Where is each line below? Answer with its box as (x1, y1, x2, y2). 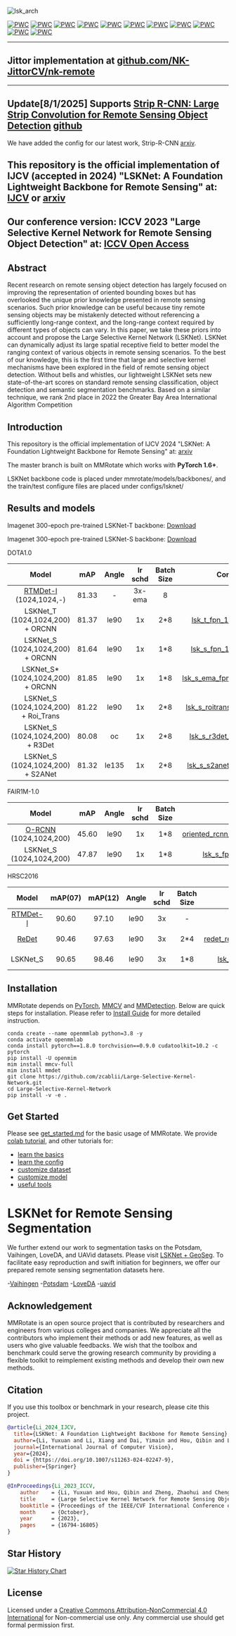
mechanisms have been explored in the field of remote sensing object (7, 363, 209, 371)
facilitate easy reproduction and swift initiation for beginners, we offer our (7, 1258, 221, 1267)
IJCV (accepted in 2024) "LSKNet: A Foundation (7, 170, 223, 183)
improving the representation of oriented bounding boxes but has (7, 288, 197, 297)
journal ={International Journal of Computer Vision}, (13, 1444, 174, 1451)
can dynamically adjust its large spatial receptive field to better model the (7, 340, 220, 349)
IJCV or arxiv (7, 192, 66, 204)
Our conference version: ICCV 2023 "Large (7, 216, 201, 228)
